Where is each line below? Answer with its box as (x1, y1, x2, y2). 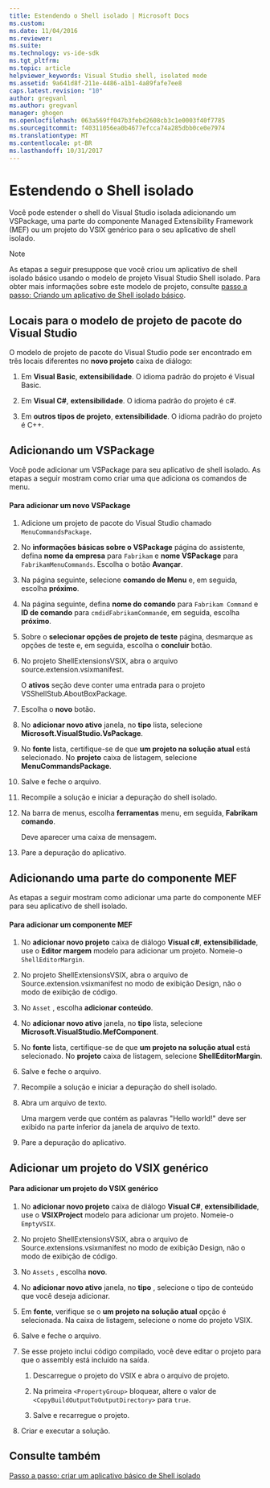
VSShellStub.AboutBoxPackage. (20, 689, 128, 699)
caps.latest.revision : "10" (9, 86, 104, 95)
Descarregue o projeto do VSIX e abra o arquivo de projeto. (32, 1370, 230, 1380)
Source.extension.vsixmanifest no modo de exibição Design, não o (20, 979, 242, 989)
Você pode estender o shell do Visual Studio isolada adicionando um (9, 208, 236, 217)
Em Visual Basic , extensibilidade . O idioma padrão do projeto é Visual (20, 372, 256, 382)
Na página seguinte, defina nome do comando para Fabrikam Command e (20, 599, 259, 609)
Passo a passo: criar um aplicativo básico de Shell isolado (9, 1470, 201, 1480)
